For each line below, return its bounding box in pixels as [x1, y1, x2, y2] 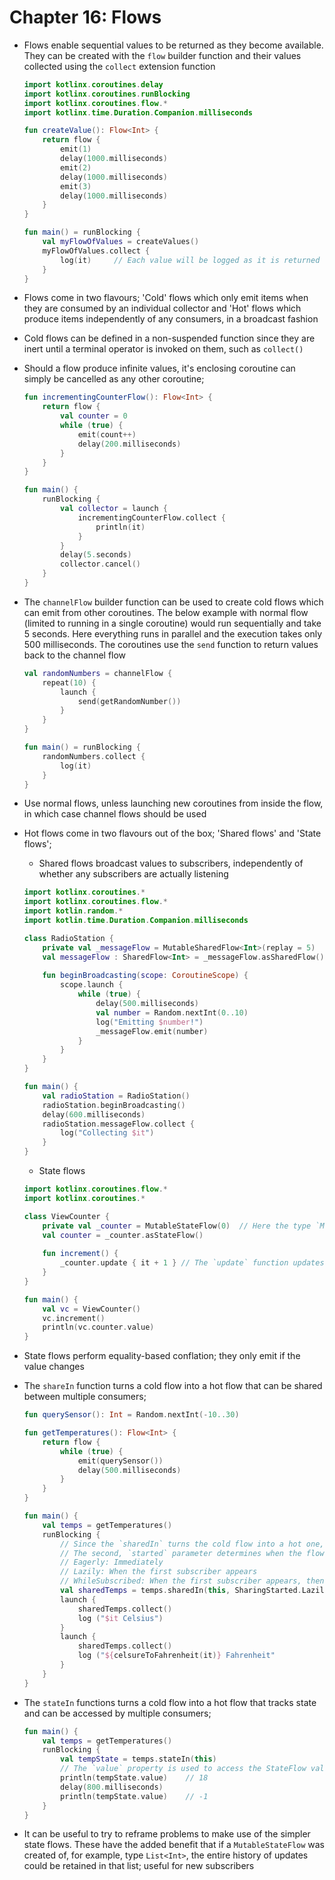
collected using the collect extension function [23, 60, 216, 72]
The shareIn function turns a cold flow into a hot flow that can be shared [23, 1380, 323, 1392]
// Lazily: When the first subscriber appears [60, 1567, 258, 1577]
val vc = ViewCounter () [42, 1304, 141, 1314]
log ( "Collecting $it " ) [60, 1128, 155, 1138]
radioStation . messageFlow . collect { [42, 1119, 195, 1129]
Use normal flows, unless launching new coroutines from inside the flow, [23, 797, 324, 810]
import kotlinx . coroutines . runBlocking [23, 89, 191, 99]
